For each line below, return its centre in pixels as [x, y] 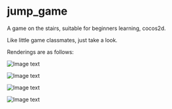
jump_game [37, 11]
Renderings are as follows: [40, 52]
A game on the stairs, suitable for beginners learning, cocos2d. [86, 28]
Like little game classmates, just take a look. [62, 40]
